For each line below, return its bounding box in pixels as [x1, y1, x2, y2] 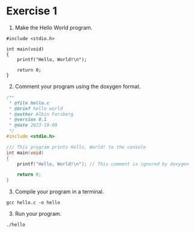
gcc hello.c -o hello [6, 199, 61, 206]
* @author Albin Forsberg [8, 111, 74, 117]
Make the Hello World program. [14, 24, 93, 31]
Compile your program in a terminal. [14, 188, 104, 195]
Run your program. [14, 210, 62, 217]
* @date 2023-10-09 [8, 122, 58, 128]
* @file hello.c [8, 100, 50, 106]
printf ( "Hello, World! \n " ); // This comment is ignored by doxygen [17, 161, 189, 167]
